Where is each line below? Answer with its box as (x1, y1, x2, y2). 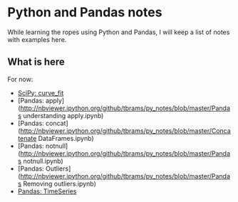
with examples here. (7, 35, 67, 43)
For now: (7, 75, 33, 83)
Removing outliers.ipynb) (23, 179, 96, 188)
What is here (7, 56, 66, 68)
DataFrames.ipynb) (38, 134, 94, 142)
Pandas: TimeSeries (17, 186, 77, 196)
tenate (17, 134, 37, 142)
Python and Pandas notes (7, 4, 162, 21)
